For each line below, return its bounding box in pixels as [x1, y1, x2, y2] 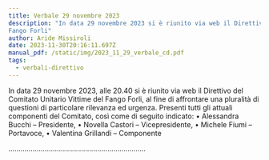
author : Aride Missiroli [8, 34, 91, 42]
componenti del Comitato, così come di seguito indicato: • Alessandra [8, 111, 239, 121]
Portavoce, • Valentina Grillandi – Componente [8, 128, 162, 138]
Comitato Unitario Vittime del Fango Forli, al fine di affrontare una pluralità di [8, 94, 259, 104]
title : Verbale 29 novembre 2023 [8, 11, 120, 20]
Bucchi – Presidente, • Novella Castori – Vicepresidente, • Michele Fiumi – [8, 119, 252, 129]
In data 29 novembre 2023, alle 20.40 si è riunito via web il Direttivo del [8, 86, 244, 95]
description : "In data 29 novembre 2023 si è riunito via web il [8, 19, 231, 27]
